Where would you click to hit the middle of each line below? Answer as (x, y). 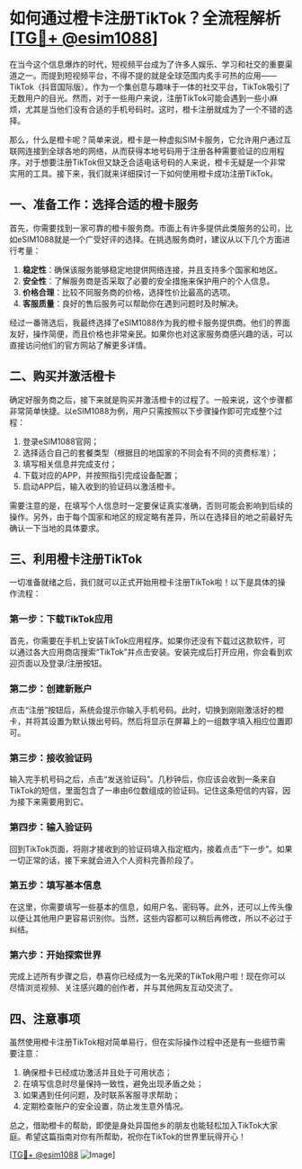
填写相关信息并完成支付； (70, 464)
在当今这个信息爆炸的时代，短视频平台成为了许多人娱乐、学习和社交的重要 (147, 64)
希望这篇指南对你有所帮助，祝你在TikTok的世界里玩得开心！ (136, 1137)
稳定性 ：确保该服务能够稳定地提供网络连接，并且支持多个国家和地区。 (152, 269)
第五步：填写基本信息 (55, 885)
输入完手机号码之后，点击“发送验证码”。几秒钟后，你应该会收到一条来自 (143, 779)
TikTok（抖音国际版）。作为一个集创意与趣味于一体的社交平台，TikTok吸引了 (150, 86)
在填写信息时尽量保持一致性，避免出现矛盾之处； (113, 1083)
